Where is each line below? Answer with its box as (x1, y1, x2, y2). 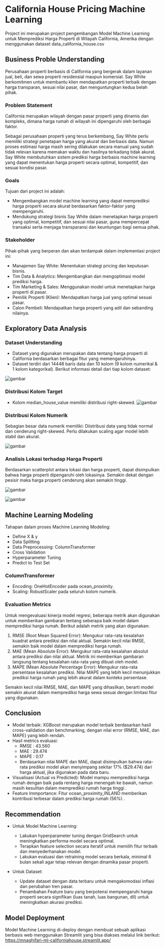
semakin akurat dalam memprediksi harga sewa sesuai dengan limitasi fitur (5, 689, 158, 695)
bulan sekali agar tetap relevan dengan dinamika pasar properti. (19, 859, 149, 865)
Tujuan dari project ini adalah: (5, 188, 66, 194)
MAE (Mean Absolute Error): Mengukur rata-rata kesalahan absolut (12, 648, 149, 654)
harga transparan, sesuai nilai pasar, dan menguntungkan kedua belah (5, 84, 148, 90)
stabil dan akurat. (5, 433, 40, 439)
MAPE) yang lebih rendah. (12, 733, 66, 739)
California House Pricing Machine (5, 3, 145, 15)
